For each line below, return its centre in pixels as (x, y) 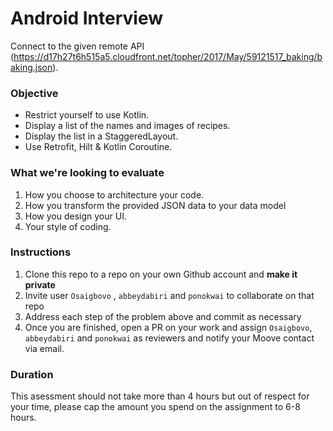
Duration (32, 374)
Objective (34, 93)
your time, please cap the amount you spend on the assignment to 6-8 (155, 407)
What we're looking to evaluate (87, 173)
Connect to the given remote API (77, 46)
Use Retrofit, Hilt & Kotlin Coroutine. (98, 147)
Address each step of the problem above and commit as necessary (163, 316)
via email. (44, 348)
